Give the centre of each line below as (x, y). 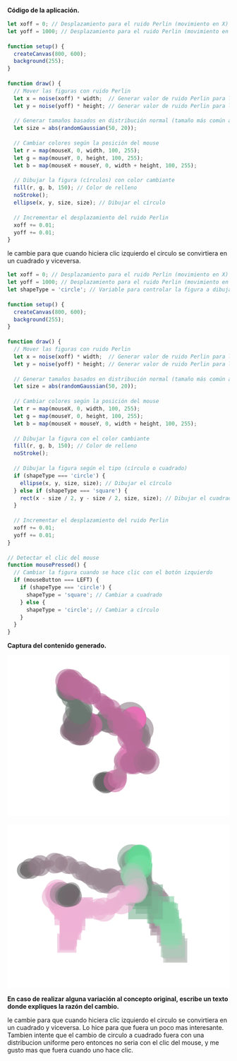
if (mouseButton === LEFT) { (56, 580)
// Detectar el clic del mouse (53, 558)
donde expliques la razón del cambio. (63, 1007)
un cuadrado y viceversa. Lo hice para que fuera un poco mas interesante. (116, 1028)
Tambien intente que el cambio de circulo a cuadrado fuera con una (106, 1035)
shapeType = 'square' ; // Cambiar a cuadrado (94, 595)
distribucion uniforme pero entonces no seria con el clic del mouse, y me (113, 1043)
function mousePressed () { (47, 565)
